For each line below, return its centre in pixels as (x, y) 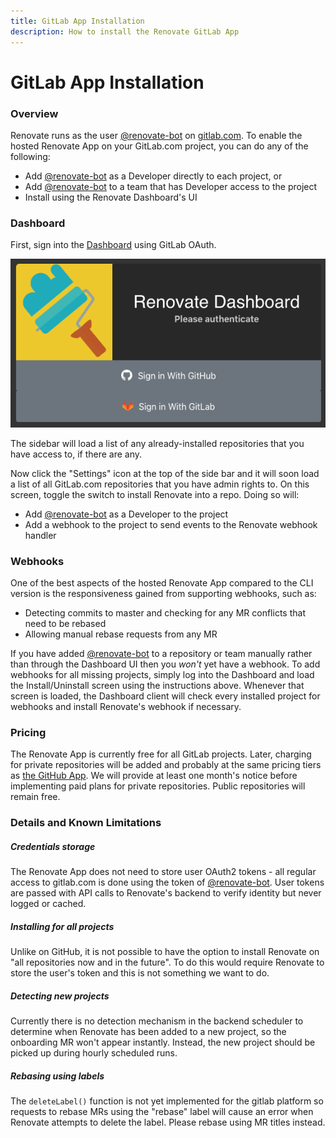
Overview (34, 113)
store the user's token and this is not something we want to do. (140, 973)
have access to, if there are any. (76, 454)
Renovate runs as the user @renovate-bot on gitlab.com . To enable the (156, 135)
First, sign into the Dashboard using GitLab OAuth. (113, 245)
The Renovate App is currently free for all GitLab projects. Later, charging (161, 754)
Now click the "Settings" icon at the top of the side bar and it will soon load (165, 473)
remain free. (35, 797)
